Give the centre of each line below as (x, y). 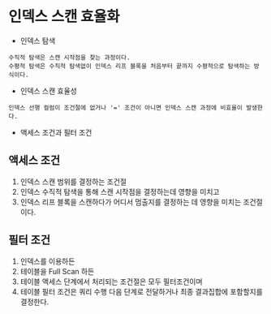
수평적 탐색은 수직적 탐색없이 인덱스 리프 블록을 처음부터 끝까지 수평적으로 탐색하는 (129, 66)
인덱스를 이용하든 (47, 261)
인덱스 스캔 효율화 (64, 17)
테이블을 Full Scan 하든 (57, 271)
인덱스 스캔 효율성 (48, 91)
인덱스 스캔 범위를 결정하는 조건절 (73, 181)
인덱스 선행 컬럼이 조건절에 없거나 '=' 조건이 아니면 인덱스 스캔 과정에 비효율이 (126, 108)
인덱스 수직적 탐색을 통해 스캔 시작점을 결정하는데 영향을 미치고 (120, 191)
